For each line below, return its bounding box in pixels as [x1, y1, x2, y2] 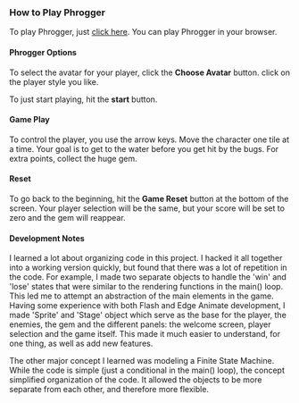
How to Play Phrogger [9, 6, 105, 19]
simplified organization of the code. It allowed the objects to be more [9, 374, 262, 385]
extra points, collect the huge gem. [9, 153, 137, 164]
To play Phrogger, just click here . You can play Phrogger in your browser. [9, 27, 278, 38]
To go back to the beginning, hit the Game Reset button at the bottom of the [9, 193, 289, 204]
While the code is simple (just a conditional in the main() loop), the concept [9, 365, 286, 376]
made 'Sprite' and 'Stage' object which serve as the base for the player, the [9, 310, 287, 321]
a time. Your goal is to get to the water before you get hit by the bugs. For [9, 143, 279, 154]
